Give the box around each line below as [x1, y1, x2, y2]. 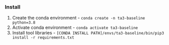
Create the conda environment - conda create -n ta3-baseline [12, 15, 145, 21]
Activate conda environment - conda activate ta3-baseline [12, 24, 138, 30]
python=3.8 [12, 20, 36, 25]
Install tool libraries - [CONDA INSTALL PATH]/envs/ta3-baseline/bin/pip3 [12, 30, 164, 36]
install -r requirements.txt [12, 35, 75, 40]
